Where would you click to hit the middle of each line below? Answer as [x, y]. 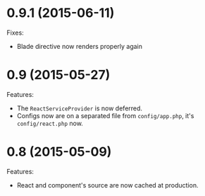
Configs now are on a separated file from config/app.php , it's [105, 115]
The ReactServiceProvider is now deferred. [79, 108]
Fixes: [15, 33]
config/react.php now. [50, 123]
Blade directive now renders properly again [79, 46]
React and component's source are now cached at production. [107, 185]
